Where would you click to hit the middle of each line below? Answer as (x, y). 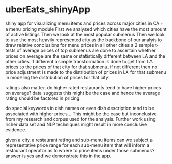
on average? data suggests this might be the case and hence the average (83, 93)
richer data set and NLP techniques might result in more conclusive (76, 124)
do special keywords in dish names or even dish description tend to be (80, 108)
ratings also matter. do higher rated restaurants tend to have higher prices (83, 87)
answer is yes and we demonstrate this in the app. (58, 156)
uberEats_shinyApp (48, 9)
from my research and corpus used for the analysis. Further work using (80, 119)
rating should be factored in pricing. (43, 98)
